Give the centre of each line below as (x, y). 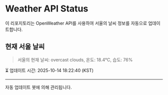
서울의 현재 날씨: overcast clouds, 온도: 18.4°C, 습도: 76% (75, 59)
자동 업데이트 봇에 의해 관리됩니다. (38, 87)
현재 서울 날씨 (25, 47)
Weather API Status (47, 9)
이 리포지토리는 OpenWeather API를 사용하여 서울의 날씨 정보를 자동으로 (76, 23)
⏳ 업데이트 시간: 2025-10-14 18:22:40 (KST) (49, 70)
